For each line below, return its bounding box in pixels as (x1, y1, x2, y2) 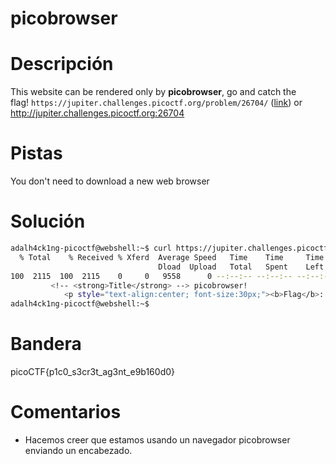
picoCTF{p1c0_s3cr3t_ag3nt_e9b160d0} (10, 366, 175, 378)
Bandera (10, 333, 82, 356)
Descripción (10, 53, 114, 76)
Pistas (10, 142, 63, 165)
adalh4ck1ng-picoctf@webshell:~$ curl (10, 243, 172, 253)
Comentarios (10, 401, 122, 424)
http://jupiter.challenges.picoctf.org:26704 (10, 107, 185, 119)
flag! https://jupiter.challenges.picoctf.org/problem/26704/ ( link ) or (10, 97, 303, 109)
